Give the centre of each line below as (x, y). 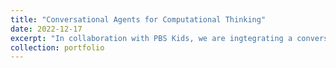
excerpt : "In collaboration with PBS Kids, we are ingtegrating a (151, 38)
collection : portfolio (57, 47)
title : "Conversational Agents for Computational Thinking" (138, 19)
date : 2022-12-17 (46, 29)
